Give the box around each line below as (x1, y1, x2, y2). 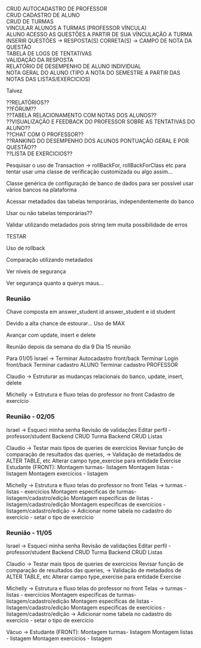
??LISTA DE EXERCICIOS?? (6, 150, 73, 157)
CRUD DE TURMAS (6, 18, 54, 25)
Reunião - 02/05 (6, 413, 55, 421)
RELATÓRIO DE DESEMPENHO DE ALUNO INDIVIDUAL (6, 63, 142, 70)
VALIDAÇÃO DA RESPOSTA (6, 57, 74, 63)
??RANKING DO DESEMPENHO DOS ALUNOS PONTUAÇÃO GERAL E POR (6, 137, 189, 144)
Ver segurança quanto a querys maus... (6, 279, 104, 287)
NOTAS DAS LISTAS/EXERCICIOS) (6, 75, 91, 83)
